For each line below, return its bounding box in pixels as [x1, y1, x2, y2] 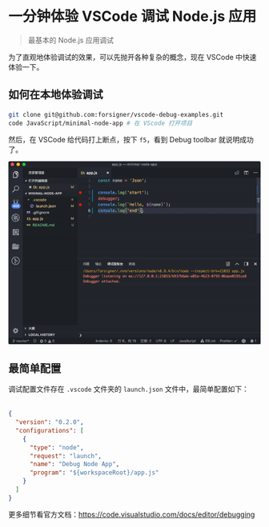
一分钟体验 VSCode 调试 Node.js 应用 [8, 7, 257, 26]
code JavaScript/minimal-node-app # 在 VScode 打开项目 [8, 119, 193, 127]
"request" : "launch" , [29, 452, 102, 460]
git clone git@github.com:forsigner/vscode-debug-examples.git [8, 110, 224, 118]
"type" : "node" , [29, 443, 84, 452]
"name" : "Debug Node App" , [29, 461, 120, 469]
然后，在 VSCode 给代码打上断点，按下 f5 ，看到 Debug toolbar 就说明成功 [8, 134, 255, 144]
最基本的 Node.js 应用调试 [27, 35, 114, 45]
